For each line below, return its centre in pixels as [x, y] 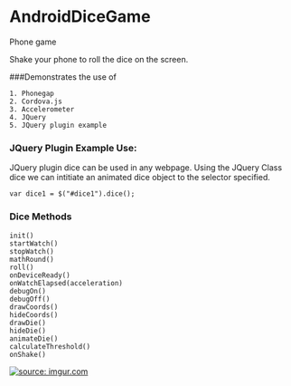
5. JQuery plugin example [58, 125]
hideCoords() [34, 314]
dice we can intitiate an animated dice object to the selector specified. [140, 178]
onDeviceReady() [40, 275]
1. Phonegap [32, 93]
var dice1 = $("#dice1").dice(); [72, 194]
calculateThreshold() [50, 346]
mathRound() [32, 259]
